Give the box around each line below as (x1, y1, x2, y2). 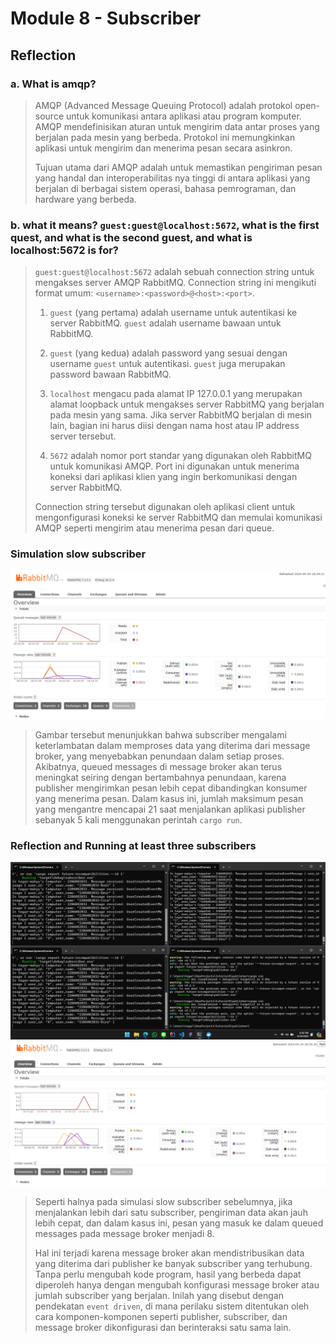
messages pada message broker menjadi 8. (34, 1228, 215, 1240)
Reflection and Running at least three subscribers (10, 838, 257, 852)
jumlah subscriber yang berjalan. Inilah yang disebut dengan (34, 1290, 284, 1302)
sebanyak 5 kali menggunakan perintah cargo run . (34, 813, 243, 826)
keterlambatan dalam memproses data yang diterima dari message (34, 739, 311, 751)
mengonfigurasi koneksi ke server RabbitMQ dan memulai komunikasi (34, 512, 323, 524)
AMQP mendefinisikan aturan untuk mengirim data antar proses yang (34, 120, 320, 132)
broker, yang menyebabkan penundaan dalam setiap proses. (34, 750, 285, 762)
